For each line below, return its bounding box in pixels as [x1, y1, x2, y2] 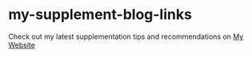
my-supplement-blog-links [8, 6, 192, 24]
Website [8, 40, 36, 49]
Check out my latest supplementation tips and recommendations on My [8, 32, 244, 41]
